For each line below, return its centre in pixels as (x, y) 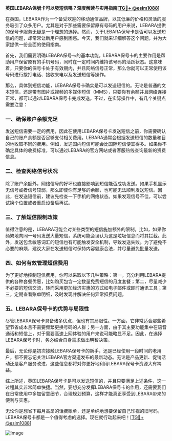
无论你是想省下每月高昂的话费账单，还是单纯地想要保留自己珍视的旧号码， (84, 411)
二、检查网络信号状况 (31, 171)
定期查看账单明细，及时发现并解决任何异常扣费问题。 (70, 294)
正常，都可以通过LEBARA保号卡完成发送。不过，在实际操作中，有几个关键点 (86, 98)
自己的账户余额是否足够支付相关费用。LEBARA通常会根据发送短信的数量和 (83, 138)
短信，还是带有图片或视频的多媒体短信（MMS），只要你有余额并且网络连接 (88, 92)
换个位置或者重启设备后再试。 (41, 203)
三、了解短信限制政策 (31, 217)
